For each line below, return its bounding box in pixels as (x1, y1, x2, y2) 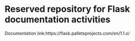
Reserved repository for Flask (4, 3, 131, 15)
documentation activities (4, 14, 111, 25)
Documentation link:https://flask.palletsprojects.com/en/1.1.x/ (4, 30, 130, 36)
